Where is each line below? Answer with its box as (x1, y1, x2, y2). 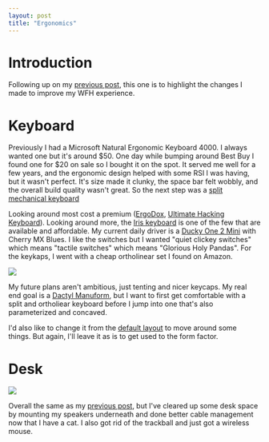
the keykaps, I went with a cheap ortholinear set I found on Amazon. (8, 252, 234, 261)
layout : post (8, 11, 52, 20)
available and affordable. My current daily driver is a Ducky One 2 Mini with (8, 226, 256, 236)
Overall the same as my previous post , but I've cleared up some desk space (8, 401, 259, 411)
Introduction (8, 54, 93, 72)
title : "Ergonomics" (8, 19, 78, 27)
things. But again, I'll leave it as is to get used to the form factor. (8, 332, 219, 341)
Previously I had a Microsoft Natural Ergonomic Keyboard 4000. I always (8, 143, 248, 153)
